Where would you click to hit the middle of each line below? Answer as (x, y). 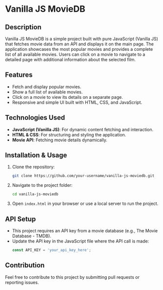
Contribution (25, 265)
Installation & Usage (36, 155)
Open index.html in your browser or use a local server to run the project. (85, 203)
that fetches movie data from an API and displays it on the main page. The (79, 44)
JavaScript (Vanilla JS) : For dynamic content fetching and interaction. (83, 129)
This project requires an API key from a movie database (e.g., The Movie (85, 231)
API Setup (20, 219)
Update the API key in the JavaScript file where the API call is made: (81, 241)
